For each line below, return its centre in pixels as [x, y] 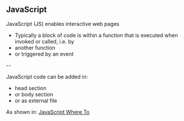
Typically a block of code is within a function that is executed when [96, 35]
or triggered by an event [44, 54]
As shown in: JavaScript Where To [48, 112]
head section [30, 88]
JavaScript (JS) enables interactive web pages [63, 23]
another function [35, 48]
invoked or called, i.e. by [45, 41]
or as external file [36, 100]
